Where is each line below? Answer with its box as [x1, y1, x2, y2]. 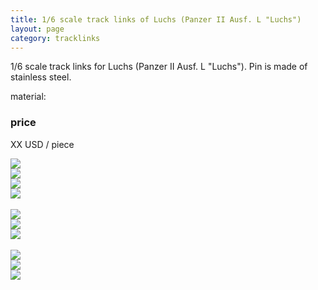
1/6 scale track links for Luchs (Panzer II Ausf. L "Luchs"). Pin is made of [10, 61, 308, 73]
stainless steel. [10, 71, 72, 83]
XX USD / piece [10, 138, 75, 150]
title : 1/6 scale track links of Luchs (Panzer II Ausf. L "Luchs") [10, 14, 302, 25]
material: [10, 91, 47, 103]
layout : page [10, 24, 65, 34]
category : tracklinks [10, 33, 101, 43]
